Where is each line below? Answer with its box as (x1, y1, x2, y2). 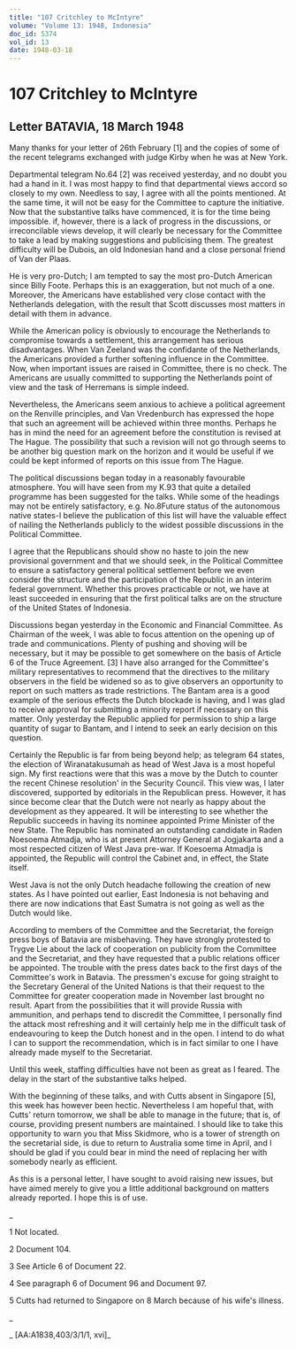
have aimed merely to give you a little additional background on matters (9, 1183, 269, 1194)
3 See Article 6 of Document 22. (9, 1261, 126, 1272)
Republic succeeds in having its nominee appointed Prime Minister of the (9, 816, 276, 826)
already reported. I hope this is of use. (9, 1192, 148, 1203)
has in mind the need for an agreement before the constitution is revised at (9, 427, 281, 438)
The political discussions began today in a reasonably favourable (9, 472, 246, 483)
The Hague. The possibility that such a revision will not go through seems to (9, 437, 286, 448)
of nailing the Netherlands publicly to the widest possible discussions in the (9, 519, 285, 531)
